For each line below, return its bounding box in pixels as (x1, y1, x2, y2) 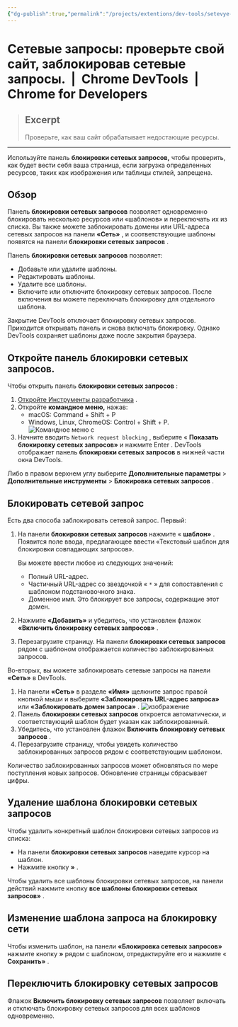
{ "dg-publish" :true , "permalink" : (7, 10, 106, 18)
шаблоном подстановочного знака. (28, 587, 136, 596)
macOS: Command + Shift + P (28, 411, 116, 419)
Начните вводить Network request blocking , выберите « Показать (17, 433, 219, 442)
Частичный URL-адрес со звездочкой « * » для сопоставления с (28, 580, 224, 588)
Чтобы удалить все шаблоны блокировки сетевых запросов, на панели (7, 876, 224, 885)
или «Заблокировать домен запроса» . (17, 702, 140, 711)
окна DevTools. (17, 456, 63, 464)
